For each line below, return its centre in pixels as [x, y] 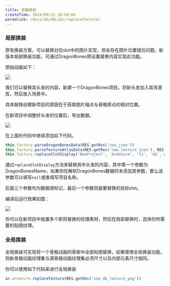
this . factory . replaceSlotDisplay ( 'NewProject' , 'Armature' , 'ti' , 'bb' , [83, 154]
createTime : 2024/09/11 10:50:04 [40, 15]
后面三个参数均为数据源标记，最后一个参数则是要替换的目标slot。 [73, 188]
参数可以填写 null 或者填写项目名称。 [43, 177]
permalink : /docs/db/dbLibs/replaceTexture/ [53, 19]
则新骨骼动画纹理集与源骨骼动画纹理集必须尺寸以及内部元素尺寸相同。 [78, 258]
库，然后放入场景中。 [27, 94]
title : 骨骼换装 [21, 10]
